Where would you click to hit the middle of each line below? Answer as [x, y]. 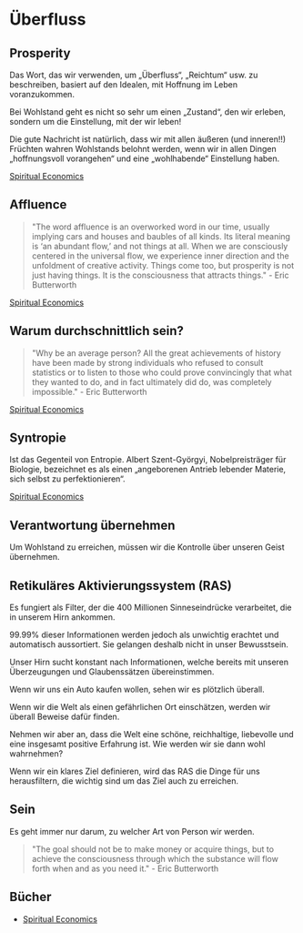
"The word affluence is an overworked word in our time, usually [151, 227]
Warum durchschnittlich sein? [97, 331]
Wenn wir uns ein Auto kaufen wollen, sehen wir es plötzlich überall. [137, 690]
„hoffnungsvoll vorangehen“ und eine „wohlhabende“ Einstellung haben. [145, 158]
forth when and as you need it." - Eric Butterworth [125, 868]
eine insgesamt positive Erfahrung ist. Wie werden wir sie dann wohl [137, 744]
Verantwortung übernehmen [92, 525]
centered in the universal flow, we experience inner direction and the [160, 256]
